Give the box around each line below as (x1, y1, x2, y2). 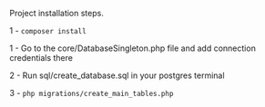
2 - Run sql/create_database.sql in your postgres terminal (9, 70, 225, 81)
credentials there (9, 53, 73, 63)
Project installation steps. (9, 8, 105, 18)
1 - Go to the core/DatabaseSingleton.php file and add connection (9, 43, 257, 53)
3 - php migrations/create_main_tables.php (9, 88, 174, 98)
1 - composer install (9, 25, 87, 35)
